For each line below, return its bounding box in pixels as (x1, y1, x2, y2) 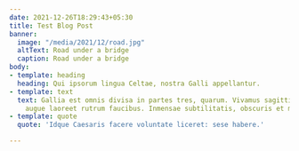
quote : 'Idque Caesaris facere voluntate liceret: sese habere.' (17, 121, 265, 130)
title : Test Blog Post (9, 21, 93, 30)
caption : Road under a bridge (17, 54, 129, 63)
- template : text (9, 87, 74, 96)
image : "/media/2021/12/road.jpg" (17, 37, 145, 47)
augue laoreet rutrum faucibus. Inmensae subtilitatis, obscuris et (25, 104, 285, 113)
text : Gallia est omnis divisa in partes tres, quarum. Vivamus (17, 95, 261, 105)
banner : (9, 29, 38, 38)
